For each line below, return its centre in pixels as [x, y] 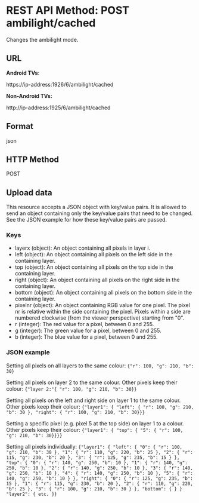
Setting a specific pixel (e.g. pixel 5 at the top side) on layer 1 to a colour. [95, 423]
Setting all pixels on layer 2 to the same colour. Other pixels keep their [92, 382]
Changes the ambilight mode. [42, 39]
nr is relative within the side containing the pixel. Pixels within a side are [102, 312]
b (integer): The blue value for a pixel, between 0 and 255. [86, 337]
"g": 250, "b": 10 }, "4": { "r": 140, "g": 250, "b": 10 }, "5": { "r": [100, 473]
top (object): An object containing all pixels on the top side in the [94, 267]
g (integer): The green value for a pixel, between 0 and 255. [88, 331]
